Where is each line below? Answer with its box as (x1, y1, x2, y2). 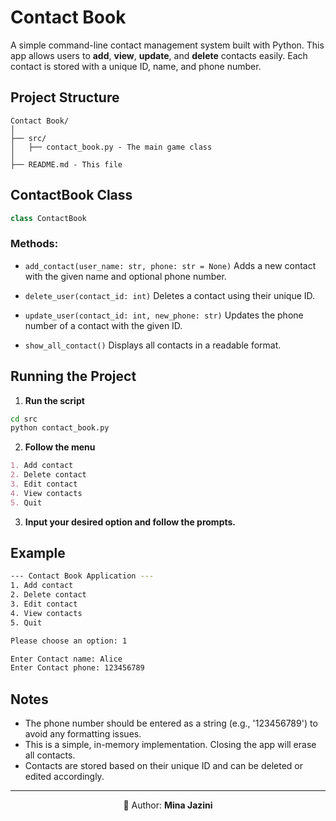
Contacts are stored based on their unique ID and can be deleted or (24, 760, 304, 772)
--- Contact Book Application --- (10, 571, 155, 581)
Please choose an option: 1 (10, 636, 128, 646)
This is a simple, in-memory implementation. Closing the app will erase (24, 739, 317, 751)
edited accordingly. (24, 771, 105, 783)
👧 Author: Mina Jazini (123, 799, 213, 811)
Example (10, 545, 66, 562)
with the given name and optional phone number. (24, 270, 227, 282)
